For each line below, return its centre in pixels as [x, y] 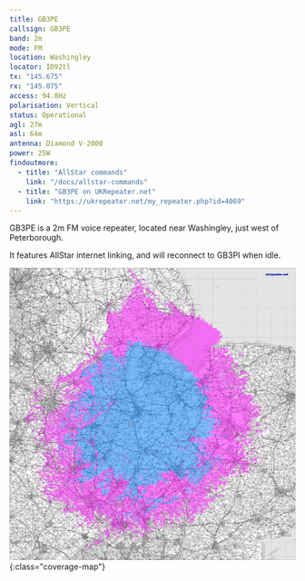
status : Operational [49, 115]
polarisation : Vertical [54, 105]
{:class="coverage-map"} [58, 566]
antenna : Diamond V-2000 [56, 144]
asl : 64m [26, 134]
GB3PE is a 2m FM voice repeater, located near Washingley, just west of [144, 228]
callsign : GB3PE [40, 29]
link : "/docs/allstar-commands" [87, 182]
